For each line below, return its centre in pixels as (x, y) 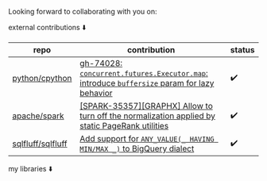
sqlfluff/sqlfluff (40, 144)
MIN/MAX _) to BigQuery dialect (137, 148)
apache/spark (39, 116)
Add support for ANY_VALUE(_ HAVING (147, 139)
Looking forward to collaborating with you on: (83, 12)
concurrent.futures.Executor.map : (143, 73)
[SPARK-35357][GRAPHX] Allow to (146, 106)
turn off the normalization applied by (147, 116)
